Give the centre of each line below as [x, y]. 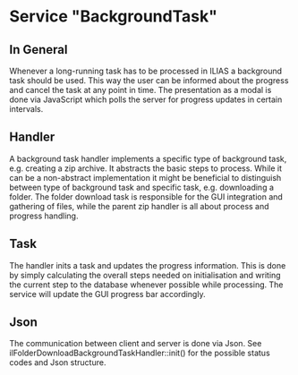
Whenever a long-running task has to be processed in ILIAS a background [146, 71]
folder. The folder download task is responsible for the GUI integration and [146, 196]
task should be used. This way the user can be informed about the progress [149, 81]
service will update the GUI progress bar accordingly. [107, 294]
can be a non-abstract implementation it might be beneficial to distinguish [145, 177]
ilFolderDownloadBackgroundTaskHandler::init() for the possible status [140, 353]
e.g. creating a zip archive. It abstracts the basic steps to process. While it [145, 168]
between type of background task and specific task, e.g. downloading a [142, 187]
